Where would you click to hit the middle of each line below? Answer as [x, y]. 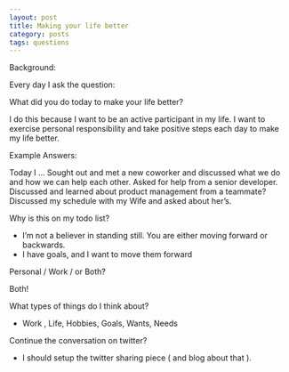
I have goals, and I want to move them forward [107, 255]
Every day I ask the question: [62, 85]
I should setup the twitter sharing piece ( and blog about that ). [136, 358]
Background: [32, 68]
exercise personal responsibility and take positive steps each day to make [144, 129]
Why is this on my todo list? [60, 218]
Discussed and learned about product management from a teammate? [138, 191]
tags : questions [39, 42]
